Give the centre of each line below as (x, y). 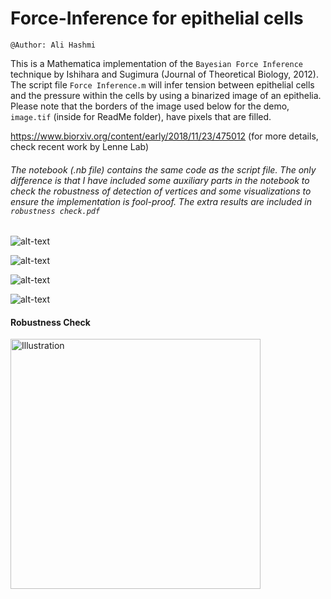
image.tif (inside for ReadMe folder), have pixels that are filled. (141, 116)
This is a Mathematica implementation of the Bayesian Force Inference (156, 63)
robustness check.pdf (55, 211)
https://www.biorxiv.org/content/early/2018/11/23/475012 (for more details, (164, 136)
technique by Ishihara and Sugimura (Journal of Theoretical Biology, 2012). (165, 74)
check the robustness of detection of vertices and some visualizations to (161, 191)
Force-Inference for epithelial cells (157, 18)
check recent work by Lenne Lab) (80, 146)
